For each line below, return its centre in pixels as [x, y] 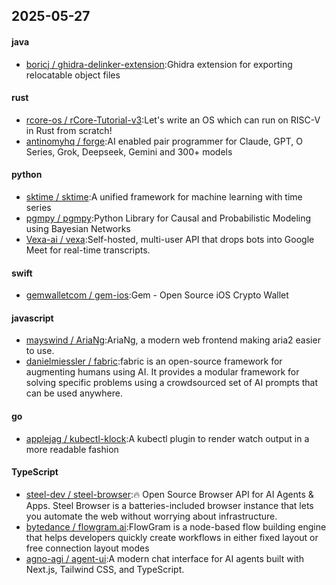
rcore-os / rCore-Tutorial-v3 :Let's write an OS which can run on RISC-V [173, 120]
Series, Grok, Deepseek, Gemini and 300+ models [129, 151]
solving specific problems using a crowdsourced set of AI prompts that [172, 383]
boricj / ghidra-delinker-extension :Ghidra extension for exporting [159, 64]
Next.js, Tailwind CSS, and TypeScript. [105, 569]
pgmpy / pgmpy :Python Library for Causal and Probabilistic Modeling [168, 218]
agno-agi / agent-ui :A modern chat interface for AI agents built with [164, 558]
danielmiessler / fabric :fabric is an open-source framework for [154, 361]
